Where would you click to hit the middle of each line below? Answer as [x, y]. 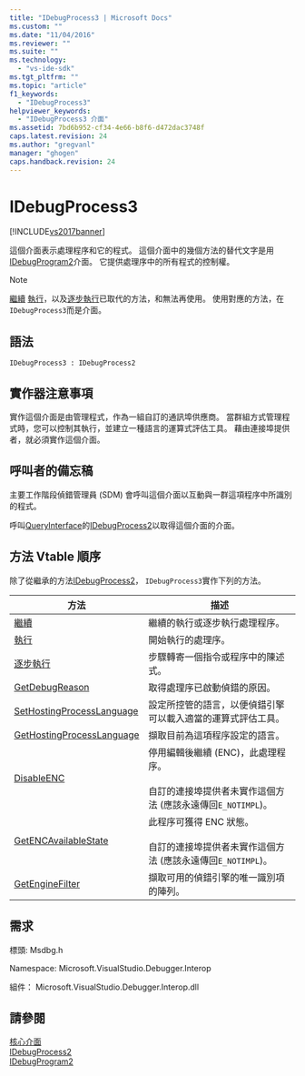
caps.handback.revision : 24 [63, 161]
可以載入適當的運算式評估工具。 [216, 718]
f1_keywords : [34, 94]
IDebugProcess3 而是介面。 [58, 310]
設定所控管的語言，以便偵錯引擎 [216, 704]
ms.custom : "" [36, 26]
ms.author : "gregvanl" [52, 145]
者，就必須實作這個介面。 [57, 440]
